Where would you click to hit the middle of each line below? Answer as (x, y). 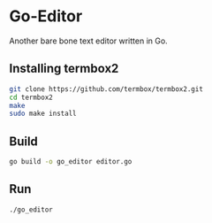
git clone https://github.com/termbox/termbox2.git (106, 89)
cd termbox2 (31, 97)
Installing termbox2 (64, 69)
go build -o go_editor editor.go (71, 162)
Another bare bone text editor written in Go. (88, 41)
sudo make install (43, 114)
